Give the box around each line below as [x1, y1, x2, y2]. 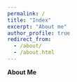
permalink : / [7, 10, 45, 17]
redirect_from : [7, 36, 52, 43]
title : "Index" [7, 17, 52, 24]
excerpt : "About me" [7, 23, 68, 30]
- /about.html [13, 49, 55, 56]
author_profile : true [7, 29, 71, 37]
